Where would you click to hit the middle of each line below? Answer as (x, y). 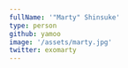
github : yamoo (35, 34)
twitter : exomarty (43, 50)
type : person (33, 26)
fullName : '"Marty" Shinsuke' (65, 17)
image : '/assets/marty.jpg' (61, 42)
